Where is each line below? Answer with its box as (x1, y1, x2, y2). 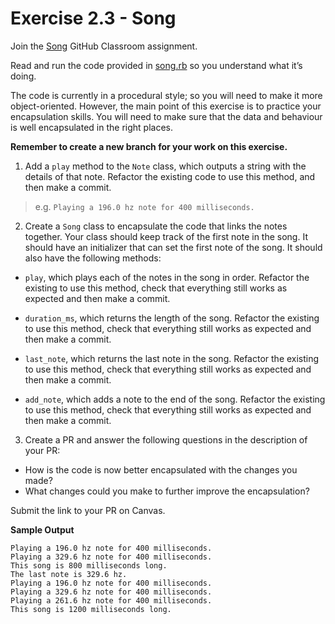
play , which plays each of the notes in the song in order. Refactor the (24, 271, 310, 283)
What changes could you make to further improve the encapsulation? (24, 485, 310, 497)
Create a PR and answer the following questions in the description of (24, 433, 308, 446)
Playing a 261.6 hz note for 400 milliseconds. (10, 595, 213, 606)
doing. (10, 70, 37, 82)
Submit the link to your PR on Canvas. (10, 504, 166, 516)
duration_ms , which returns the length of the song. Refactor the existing (24, 312, 320, 324)
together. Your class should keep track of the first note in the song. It (24, 230, 308, 242)
